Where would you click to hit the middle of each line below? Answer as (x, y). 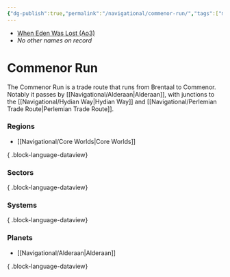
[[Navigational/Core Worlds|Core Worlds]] (76, 141)
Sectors (21, 172)
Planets (20, 238)
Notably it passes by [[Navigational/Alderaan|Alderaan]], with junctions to (111, 94)
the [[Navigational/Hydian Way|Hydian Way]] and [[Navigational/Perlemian (112, 101)
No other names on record (54, 40)
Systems (22, 205)
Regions (21, 126)
